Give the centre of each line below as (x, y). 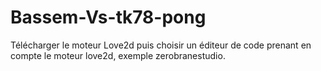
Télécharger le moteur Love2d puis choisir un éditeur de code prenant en (161, 45)
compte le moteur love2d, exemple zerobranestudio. (118, 55)
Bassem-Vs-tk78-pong (108, 17)
